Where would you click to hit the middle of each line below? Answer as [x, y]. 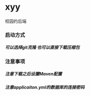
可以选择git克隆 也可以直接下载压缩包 [43, 47]
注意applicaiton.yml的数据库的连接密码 [45, 87]
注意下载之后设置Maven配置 [34, 74]
